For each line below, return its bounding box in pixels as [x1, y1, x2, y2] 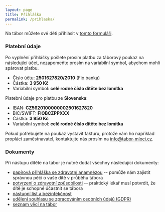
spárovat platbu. [5, 65, 39, 71]
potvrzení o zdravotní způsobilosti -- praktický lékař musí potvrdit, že [12, 180, 156, 186]
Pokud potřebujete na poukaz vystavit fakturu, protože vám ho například [5, 130, 154, 136]
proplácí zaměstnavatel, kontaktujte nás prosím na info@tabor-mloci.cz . [5, 136, 154, 142]
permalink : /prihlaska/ [5, 17, 55, 22]
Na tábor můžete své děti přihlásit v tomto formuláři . [5, 31, 113, 37]
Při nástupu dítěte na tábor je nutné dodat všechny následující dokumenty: [5, 159, 159, 165]
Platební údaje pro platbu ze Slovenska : [5, 95, 88, 101]
